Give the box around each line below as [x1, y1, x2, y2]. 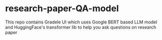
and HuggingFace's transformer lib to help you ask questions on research [5, 24, 157, 30]
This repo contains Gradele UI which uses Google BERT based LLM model [5, 19, 158, 25]
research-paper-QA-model [5, 3, 119, 14]
